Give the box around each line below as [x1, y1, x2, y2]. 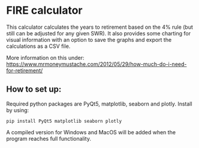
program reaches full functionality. [6, 135, 92, 142]
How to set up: [6, 84, 62, 95]
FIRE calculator [6, 4, 83, 17]
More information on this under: [6, 54, 85, 61]
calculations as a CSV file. [6, 43, 71, 50]
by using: [6, 106, 29, 114]
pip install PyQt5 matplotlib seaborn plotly [6, 118, 122, 124]
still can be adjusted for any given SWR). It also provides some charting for [6, 29, 191, 37]
